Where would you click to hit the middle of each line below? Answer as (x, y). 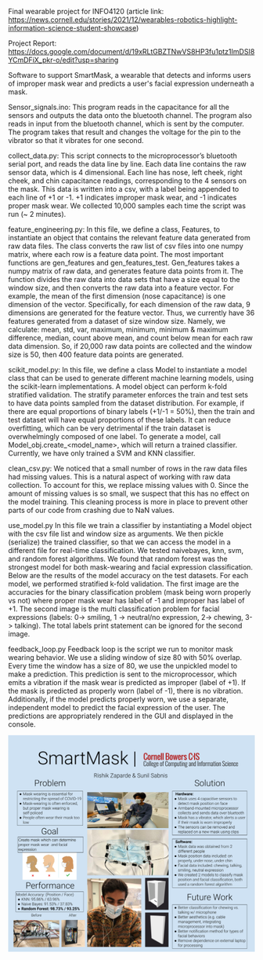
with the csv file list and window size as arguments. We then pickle (116, 534)
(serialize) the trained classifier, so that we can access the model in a (119, 542)
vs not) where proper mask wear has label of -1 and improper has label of (126, 601)
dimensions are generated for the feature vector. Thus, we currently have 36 (131, 313)
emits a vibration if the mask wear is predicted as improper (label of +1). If (127, 682)
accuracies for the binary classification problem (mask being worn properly (130, 592)
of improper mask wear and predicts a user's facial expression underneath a (131, 83)
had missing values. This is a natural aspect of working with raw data (119, 477)
